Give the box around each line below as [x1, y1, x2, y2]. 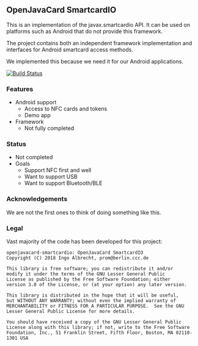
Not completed [15, 154, 53, 161]
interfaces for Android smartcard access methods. [6, 46, 133, 53]
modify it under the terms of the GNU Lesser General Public [6, 271, 166, 277]
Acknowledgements [6, 195, 68, 203]
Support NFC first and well [24, 167, 92, 174]
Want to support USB [24, 173, 78, 181]
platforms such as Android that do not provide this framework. [6, 27, 163, 35]
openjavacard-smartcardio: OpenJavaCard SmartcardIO [6, 250, 144, 256]
